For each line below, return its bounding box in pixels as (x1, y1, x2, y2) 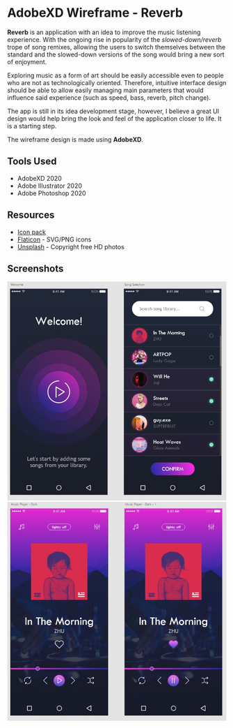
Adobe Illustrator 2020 (17, 181, 82, 190)
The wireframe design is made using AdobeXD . (7, 135, 144, 144)
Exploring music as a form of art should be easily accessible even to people (7, 71, 224, 80)
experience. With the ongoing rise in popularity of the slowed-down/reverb (7, 35, 222, 43)
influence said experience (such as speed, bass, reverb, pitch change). (7, 93, 211, 102)
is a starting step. (7, 121, 57, 130)
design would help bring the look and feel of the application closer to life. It (7, 114, 222, 123)
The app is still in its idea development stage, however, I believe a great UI (7, 107, 220, 115)
